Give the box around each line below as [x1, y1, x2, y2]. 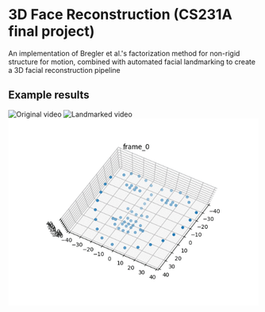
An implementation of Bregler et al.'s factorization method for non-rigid [8, 48, 240, 58]
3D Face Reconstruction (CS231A [8, 6, 232, 24]
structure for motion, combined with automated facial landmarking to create [8, 57, 256, 67]
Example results [8, 89, 90, 102]
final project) [8, 22, 95, 40]
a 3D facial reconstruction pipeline [8, 65, 121, 74]
